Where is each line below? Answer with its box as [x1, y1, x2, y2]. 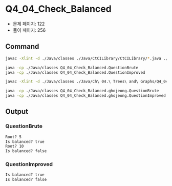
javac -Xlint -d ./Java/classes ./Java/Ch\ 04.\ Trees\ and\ [5, 79, 139, 85]
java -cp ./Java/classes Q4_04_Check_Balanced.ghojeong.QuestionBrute [5, 88, 159, 94]
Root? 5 [5, 134, 22, 139]
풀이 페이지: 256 [12, 27, 46, 33]
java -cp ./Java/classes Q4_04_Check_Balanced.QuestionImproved [5, 70, 145, 75]
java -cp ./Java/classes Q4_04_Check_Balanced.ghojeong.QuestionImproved [5, 93, 166, 98]
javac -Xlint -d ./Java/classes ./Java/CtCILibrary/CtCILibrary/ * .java [5, 56, 161, 61]
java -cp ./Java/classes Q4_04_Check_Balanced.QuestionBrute [5, 65, 139, 70]
